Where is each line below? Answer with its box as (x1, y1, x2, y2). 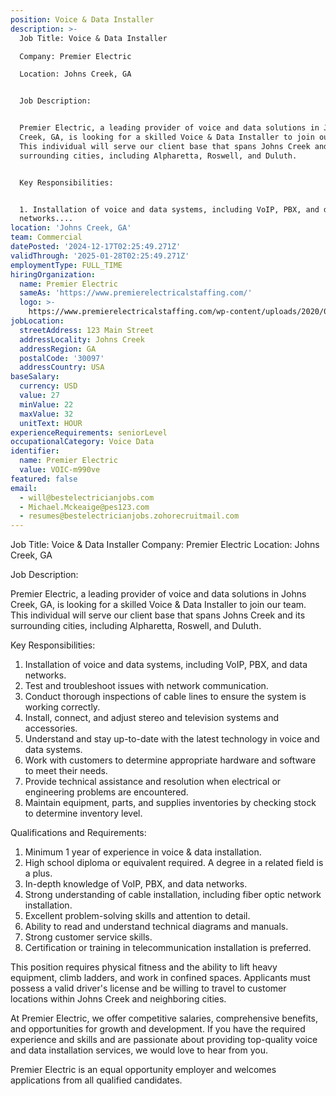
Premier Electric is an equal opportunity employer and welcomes (10, 1064, 277, 1076)
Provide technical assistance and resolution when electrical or (24, 776, 282, 788)
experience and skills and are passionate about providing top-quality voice (10, 1034, 318, 1046)
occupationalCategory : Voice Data (10, 437, 155, 447)
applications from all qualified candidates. (10, 1074, 183, 1086)
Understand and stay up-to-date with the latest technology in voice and (24, 733, 320, 745)
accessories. (24, 722, 78, 735)
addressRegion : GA (19, 344, 97, 354)
